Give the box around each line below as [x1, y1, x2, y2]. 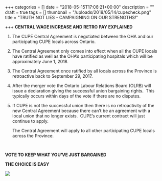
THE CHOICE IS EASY [5, 161, 49, 167]
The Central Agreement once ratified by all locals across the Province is [12, 68, 157, 74]
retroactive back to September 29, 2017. [12, 73, 93, 79]
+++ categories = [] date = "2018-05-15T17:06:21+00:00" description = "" [5, 4, 154, 10]
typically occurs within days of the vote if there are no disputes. [12, 93, 141, 99]
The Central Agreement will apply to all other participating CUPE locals [12, 128, 155, 134]
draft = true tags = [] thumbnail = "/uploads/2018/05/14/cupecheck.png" [5, 9, 152, 15]
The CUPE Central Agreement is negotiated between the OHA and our [12, 34, 154, 39]
